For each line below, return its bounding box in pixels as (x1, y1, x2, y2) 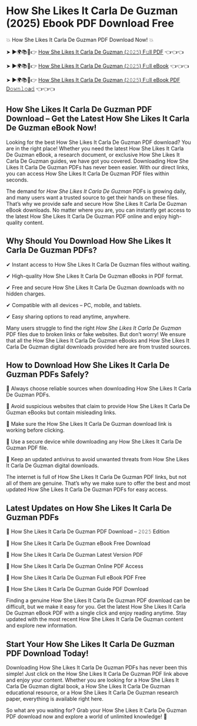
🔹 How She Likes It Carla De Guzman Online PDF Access (6, 563, 143, 570)
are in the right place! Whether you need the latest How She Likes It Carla (6, 144, 184, 152)
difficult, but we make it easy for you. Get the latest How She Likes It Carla (6, 603, 186, 610)
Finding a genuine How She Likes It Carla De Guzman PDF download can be (6, 597, 191, 604)
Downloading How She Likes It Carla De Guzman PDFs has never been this (6, 664, 188, 671)
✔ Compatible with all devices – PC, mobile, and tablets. (6, 301, 142, 308)
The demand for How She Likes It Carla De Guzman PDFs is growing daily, (6, 188, 187, 195)
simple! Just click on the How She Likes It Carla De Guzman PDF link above (6, 671, 189, 677)
